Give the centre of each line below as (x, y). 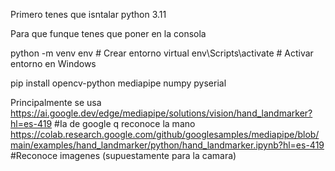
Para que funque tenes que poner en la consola (108, 33)
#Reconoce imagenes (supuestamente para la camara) (123, 155)
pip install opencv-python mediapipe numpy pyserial (118, 83)
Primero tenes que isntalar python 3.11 (88, 14)
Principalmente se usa (56, 102)
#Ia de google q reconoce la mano (125, 123)
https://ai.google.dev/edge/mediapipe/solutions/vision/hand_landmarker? (161, 113)
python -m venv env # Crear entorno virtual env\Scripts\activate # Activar (162, 53)
